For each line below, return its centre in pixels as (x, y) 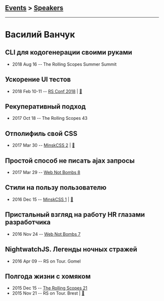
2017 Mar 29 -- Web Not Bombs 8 (46, 172)
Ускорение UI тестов (38, 80)
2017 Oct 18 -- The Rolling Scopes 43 (50, 118)
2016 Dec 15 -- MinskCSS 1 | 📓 (43, 199)
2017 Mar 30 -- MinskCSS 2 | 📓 (43, 145)
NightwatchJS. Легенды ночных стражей (71, 250)
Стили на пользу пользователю (56, 188)
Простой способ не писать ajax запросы (70, 160)
